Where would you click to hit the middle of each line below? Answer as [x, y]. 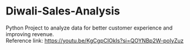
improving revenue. [30, 34]
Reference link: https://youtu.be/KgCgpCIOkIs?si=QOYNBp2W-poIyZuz [95, 40]
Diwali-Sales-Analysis [63, 11]
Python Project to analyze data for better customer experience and [89, 28]
